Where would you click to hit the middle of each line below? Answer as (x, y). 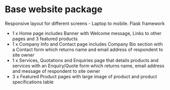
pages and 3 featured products (45, 39)
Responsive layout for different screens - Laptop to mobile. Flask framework (85, 23)
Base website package (54, 9)
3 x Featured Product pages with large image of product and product (84, 76)
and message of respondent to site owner (56, 71)
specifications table (33, 82)
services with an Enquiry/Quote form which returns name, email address (88, 66)
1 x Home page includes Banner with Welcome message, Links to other (87, 33)
